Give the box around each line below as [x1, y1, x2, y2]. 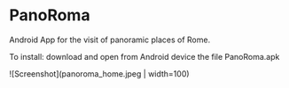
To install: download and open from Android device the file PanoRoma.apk [9, 51, 280, 62]
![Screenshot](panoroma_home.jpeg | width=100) [9, 68, 190, 79]
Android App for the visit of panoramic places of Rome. [9, 34, 211, 45]
